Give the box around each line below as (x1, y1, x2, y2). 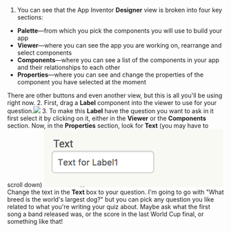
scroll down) (7, 181, 43, 188)
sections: (17, 13, 43, 21)
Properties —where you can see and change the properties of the (17, 70, 204, 79)
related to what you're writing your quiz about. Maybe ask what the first (7, 203, 210, 211)
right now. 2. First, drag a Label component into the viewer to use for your (7, 99, 217, 106)
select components (17, 48, 72, 57)
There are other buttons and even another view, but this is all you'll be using (7, 91, 223, 99)
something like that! (7, 217, 63, 225)
